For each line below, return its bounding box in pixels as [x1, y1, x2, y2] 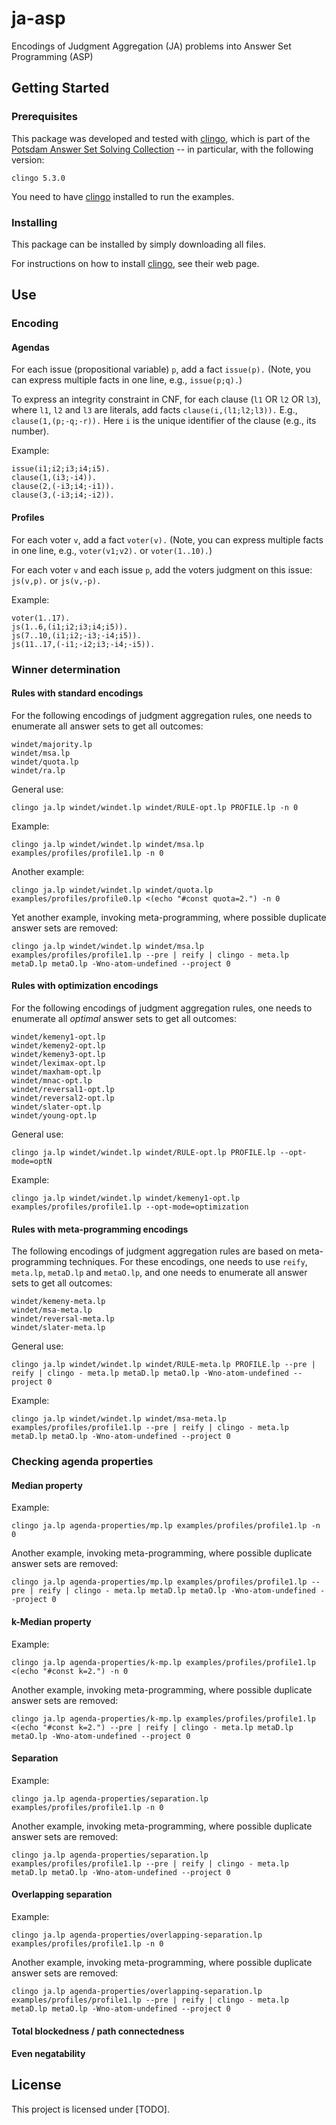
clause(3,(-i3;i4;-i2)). [11, 490, 115, 501]
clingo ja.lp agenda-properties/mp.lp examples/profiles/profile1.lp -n [11, 1521, 321, 1531]
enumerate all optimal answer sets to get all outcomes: [11, 1012, 237, 1024]
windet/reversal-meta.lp [11, 1314, 115, 1324]
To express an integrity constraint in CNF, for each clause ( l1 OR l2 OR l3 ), [11, 393, 321, 406]
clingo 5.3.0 [11, 173, 66, 183]
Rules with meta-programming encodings [11, 1223, 189, 1235]
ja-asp [11, 7, 66, 30]
